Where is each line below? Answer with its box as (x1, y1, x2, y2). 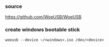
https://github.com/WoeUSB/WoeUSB (5, 14, 82, 20)
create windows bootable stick (5, 26, 80, 33)
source (5, 3, 23, 10)
